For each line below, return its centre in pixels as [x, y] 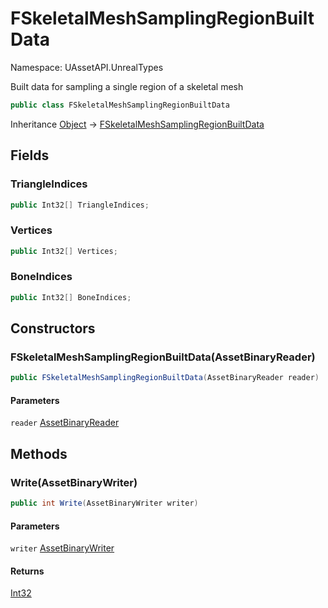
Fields [30, 155]
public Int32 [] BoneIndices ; [71, 297]
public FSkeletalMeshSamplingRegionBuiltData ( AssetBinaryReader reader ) [165, 378]
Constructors [53, 328]
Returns [27, 571]
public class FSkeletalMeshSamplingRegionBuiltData [120, 105]
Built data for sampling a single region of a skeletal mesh [127, 86]
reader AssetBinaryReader [65, 423]
